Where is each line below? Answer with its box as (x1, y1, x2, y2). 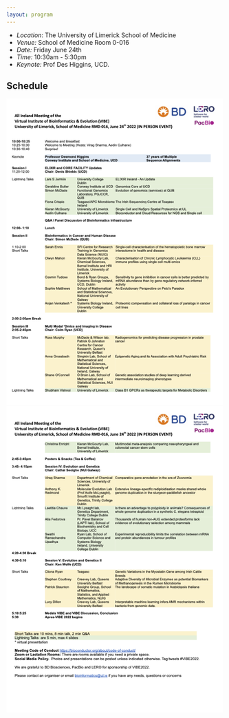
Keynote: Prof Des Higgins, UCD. (16, 60, 109, 68)
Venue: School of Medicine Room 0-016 (16, 38, 130, 46)
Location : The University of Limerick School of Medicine (16, 31, 177, 39)
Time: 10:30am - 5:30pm (16, 52, 87, 61)
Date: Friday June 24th (16, 45, 82, 54)
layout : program (6, 11, 53, 18)
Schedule (6, 80, 49, 92)
